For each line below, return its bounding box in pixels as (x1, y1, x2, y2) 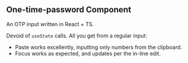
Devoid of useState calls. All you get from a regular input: (6, 32, 147, 39)
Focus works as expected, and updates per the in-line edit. (14, 50, 161, 57)
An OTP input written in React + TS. (6, 20, 94, 27)
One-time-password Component (6, 5, 132, 15)
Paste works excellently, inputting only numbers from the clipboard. (14, 43, 183, 51)
